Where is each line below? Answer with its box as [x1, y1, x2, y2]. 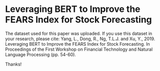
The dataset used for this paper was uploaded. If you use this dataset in [5, 30, 153, 36]
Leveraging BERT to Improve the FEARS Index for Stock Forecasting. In [5, 41, 150, 47]
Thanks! [5, 61, 22, 67]
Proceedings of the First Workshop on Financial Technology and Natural [5, 46, 153, 52]
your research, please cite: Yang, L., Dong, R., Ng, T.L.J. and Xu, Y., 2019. [5, 36, 156, 42]
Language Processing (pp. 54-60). [5, 51, 76, 58]
